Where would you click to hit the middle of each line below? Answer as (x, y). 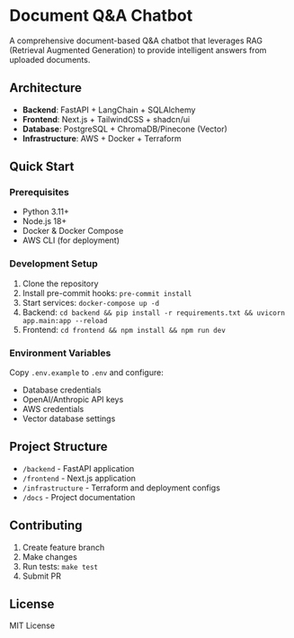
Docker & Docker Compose (73, 231)
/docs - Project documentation (79, 497)
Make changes (50, 557)
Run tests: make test (60, 566)
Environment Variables (60, 353)
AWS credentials (53, 409)
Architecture (46, 88)
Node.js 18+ (45, 221)
